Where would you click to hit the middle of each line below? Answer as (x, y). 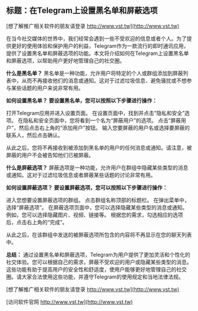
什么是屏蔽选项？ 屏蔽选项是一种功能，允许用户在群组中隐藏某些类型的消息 (97, 168)
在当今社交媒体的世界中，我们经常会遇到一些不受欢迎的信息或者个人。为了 (96, 38)
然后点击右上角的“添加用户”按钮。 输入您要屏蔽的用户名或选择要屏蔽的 (104, 127)
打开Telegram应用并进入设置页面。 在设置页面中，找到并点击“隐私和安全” (95, 113)
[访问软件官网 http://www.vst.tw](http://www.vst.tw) (70, 302)
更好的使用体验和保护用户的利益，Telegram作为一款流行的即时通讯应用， (100, 45)
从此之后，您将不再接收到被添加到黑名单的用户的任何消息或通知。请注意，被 (99, 148)
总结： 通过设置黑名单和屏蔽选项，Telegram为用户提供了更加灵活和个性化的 (98, 254)
